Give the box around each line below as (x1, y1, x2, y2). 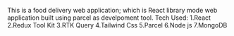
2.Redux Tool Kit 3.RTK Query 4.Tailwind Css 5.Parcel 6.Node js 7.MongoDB (7, 21, 228, 29)
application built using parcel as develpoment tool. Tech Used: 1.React (7, 13, 211, 22)
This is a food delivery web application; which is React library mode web (7, 6, 218, 14)
